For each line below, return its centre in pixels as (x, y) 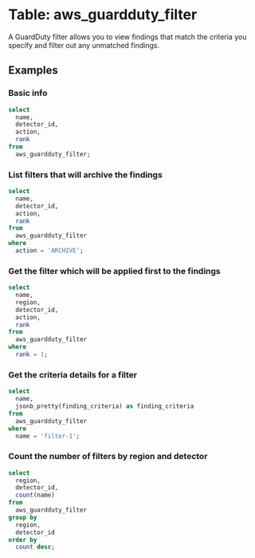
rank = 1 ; (31, 354)
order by (23, 540)
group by (23, 517)
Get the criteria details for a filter (73, 374)
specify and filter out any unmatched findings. (84, 45)
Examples (33, 71)
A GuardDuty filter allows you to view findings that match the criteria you (127, 37)
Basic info (28, 93)
